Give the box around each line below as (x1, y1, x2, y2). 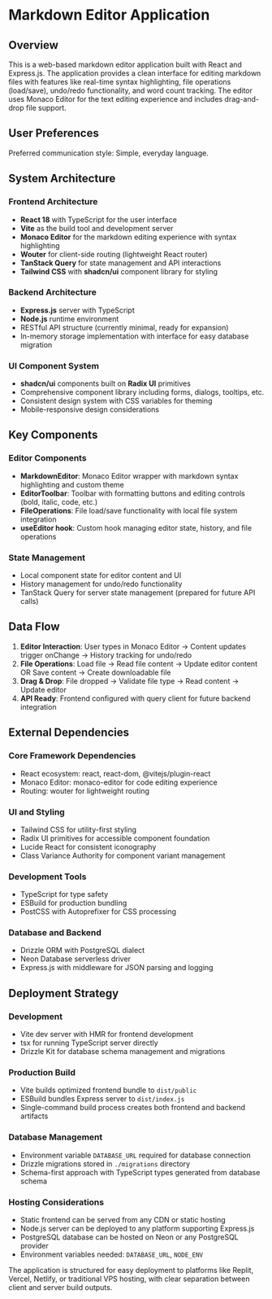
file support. (25, 103, 67, 112)
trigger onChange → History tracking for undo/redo (19, 649, 192, 660)
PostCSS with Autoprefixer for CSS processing (19, 907, 177, 916)
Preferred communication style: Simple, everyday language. (8, 148, 209, 158)
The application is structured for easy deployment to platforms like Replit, (8, 1266, 254, 1275)
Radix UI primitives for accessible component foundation (19, 833, 210, 843)
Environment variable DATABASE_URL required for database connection (19, 1150, 251, 1160)
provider (19, 1241, 49, 1251)
